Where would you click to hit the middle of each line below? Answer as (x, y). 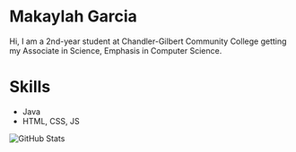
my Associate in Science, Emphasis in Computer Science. (116, 50)
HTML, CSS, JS (51, 121)
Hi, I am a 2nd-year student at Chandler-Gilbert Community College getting (148, 41)
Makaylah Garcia (73, 17)
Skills (30, 87)
